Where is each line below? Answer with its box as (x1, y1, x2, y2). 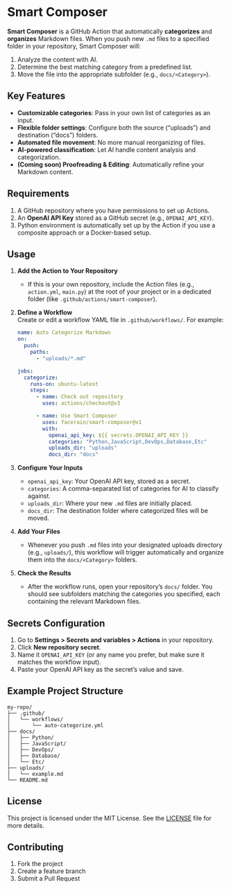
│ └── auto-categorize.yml (7, 722, 104, 729)
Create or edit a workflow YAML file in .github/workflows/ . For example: (17, 316, 224, 324)
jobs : (17, 367, 33, 375)
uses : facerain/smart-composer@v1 (42, 418, 142, 425)
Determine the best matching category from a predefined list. (17, 62, 193, 71)
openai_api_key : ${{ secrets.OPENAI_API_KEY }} (48, 432, 189, 439)
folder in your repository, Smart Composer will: (7, 42, 141, 50)
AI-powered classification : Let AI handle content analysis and (17, 145, 196, 153)
